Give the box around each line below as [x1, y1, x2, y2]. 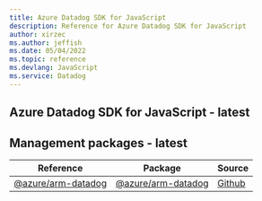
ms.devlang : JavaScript [9, 64, 99, 73]
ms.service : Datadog [9, 72, 87, 81]
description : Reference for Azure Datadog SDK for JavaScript [9, 22, 247, 31]
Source [217, 162, 249, 174]
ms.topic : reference [9, 55, 87, 64]
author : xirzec [9, 30, 66, 39]
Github [217, 177, 246, 189]
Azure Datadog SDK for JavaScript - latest [9, 105, 250, 120]
